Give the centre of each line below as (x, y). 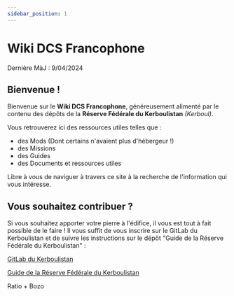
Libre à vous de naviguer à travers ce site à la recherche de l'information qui (117, 177)
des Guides (34, 156)
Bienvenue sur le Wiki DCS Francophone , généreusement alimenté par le (113, 106)
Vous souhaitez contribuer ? (70, 206)
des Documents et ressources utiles (69, 163)
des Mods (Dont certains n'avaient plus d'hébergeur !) (96, 141)
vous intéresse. (29, 184)
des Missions (36, 148)
